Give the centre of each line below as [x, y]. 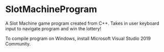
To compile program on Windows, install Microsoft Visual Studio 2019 [78, 38]
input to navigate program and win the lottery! [53, 28]
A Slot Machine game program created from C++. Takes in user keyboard [82, 23]
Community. [18, 43]
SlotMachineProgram [51, 9]
